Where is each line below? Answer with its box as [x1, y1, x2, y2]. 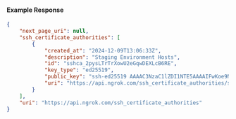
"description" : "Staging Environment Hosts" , [44, 53, 180, 61]
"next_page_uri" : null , [19, 28, 89, 35]
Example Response [6, 6, 64, 14]
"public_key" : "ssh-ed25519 [44, 73, 128, 80]
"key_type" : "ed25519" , [44, 66, 114, 73]
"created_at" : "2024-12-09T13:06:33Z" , [44, 47, 161, 54]
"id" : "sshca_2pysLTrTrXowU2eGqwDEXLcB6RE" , [44, 60, 178, 67]
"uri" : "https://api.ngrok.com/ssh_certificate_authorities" [19, 99, 202, 106]
